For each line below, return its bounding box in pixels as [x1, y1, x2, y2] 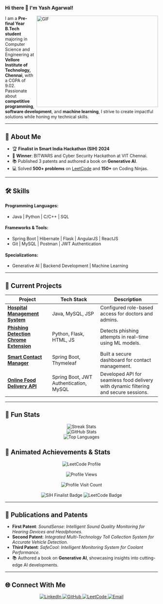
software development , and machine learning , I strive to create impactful [5, 109, 154, 115]
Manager [7, 359, 29, 366]
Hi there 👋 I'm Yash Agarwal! [5, 4, 74, 11]
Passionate [5, 88, 28, 94]
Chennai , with [5, 73, 33, 78]
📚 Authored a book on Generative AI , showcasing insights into [12, 555, 139, 561]
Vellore [5, 57, 20, 63]
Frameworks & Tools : [5, 225, 49, 231]
